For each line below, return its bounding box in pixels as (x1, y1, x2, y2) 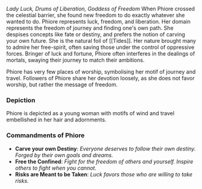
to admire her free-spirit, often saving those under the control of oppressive (6, 43, 195, 51)
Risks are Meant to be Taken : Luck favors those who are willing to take (14, 170, 193, 178)
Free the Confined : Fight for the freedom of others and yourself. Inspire (14, 158, 194, 165)
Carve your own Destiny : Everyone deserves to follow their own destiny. (14, 145, 196, 152)
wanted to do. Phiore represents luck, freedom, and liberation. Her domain (6, 18, 191, 25)
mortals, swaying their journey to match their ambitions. (6, 57, 145, 63)
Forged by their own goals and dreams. (14, 151, 113, 159)
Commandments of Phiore (6, 131, 85, 139)
